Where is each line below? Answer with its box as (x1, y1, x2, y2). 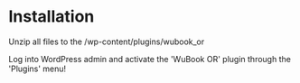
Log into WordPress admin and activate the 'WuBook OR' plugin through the (8, 53, 291, 64)
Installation (8, 6, 95, 27)
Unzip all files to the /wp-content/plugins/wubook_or (8, 36, 205, 47)
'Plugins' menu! (8, 63, 67, 74)
